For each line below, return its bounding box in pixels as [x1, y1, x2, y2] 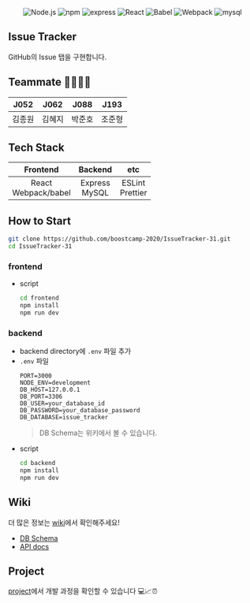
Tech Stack [8, 141, 65, 154]
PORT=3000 [19, 372, 53, 380]
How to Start [8, 214, 71, 228]
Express [80, 177, 110, 188]
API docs [19, 542, 50, 551]
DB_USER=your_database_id [19, 400, 105, 408]
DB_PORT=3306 [19, 393, 63, 401]
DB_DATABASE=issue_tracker [19, 414, 109, 422]
